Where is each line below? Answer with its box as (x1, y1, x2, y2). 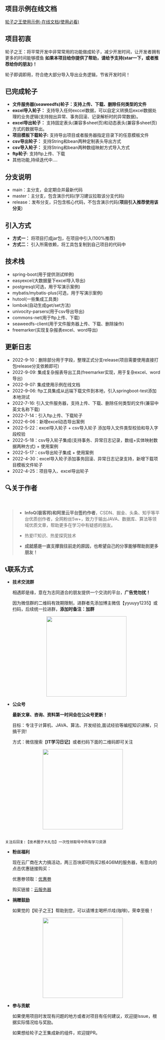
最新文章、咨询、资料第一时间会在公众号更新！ (12, 712, 107, 718)
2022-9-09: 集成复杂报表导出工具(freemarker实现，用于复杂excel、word (12, 369, 161, 375)
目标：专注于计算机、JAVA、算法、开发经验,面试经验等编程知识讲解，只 (12, 722, 159, 728)
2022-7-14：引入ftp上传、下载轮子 (12, 412, 83, 418)
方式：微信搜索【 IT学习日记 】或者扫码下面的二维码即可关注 (12, 739, 133, 745)
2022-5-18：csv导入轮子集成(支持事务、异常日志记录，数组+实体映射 (12, 437, 154, 443)
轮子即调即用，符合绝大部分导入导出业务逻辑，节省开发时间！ (5, 71, 131, 78)
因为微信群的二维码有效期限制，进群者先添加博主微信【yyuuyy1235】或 (12, 600, 158, 606)
